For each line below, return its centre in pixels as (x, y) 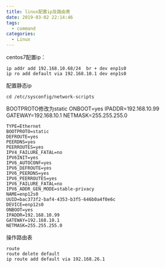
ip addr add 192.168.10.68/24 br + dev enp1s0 (66, 69)
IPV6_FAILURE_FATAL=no (34, 184)
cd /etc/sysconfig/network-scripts (50, 97)
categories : (21, 34)
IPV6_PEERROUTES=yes (32, 178)
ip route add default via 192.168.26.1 (56, 259)
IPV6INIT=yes (22, 158)
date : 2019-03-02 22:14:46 (40, 17)
